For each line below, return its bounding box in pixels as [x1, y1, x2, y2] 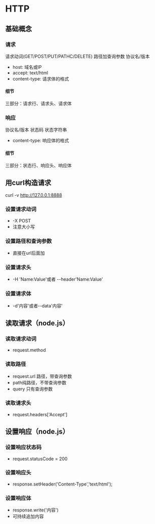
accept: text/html [12, 69, 48, 76]
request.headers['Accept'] [12, 411, 68, 417]
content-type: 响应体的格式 [12, 138, 69, 144]
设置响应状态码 [5, 444, 42, 451]
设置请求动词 [5, 206, 37, 213]
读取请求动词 [5, 335, 37, 342]
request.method [12, 347, 46, 353]
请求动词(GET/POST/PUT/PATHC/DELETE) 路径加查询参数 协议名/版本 [5, 53, 150, 59]
